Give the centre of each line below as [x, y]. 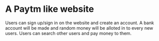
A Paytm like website [50, 9]
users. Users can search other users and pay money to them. [68, 33]
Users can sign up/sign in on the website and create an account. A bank [80, 23]
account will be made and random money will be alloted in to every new [79, 28]
